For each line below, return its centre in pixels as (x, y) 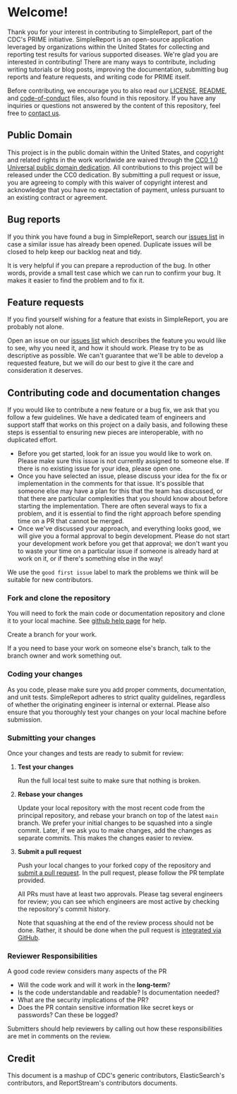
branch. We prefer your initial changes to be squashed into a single (115, 823)
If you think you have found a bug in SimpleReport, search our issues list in (116, 237)
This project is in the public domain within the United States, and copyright (116, 152)
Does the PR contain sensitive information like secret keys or (105, 1008)
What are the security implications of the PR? (83, 1000)
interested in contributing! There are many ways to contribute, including (111, 61)
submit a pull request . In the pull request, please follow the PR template (121, 873)
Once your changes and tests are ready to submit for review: (96, 754)
